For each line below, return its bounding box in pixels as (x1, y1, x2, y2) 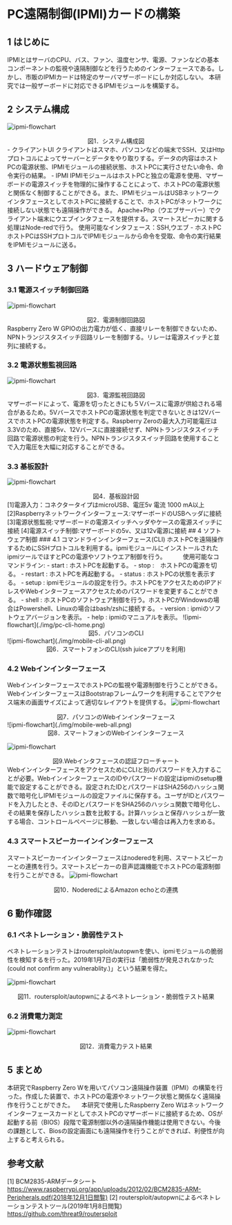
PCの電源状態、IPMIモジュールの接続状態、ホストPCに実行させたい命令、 (7, 162, 217, 171)
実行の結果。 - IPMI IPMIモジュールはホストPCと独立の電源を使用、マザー (12, 171, 224, 180)
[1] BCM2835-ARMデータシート (7, 1177, 97, 1186)
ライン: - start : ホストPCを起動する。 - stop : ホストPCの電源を (25, 561, 211, 570)
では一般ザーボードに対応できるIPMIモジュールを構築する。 (12, 82, 183, 90)
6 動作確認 (7, 908, 52, 919)
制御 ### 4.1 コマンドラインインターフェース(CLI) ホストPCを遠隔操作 (25, 535, 224, 543)
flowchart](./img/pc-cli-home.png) (7, 621, 106, 629)
